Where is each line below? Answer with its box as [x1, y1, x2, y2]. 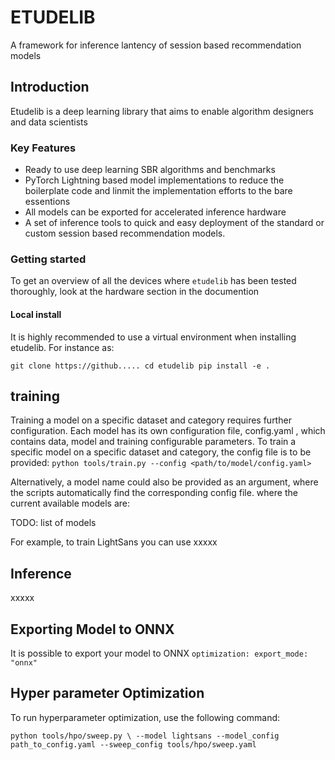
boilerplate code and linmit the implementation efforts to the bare [24, 185, 293, 197]
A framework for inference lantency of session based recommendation [10, 39, 302, 51]
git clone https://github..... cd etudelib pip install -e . [10, 361, 271, 371]
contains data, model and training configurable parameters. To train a [10, 436, 297, 448]
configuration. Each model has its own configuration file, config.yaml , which [10, 425, 326, 437]
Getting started [10, 252, 87, 266]
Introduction [10, 79, 90, 96]
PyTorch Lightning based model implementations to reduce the [24, 174, 285, 186]
